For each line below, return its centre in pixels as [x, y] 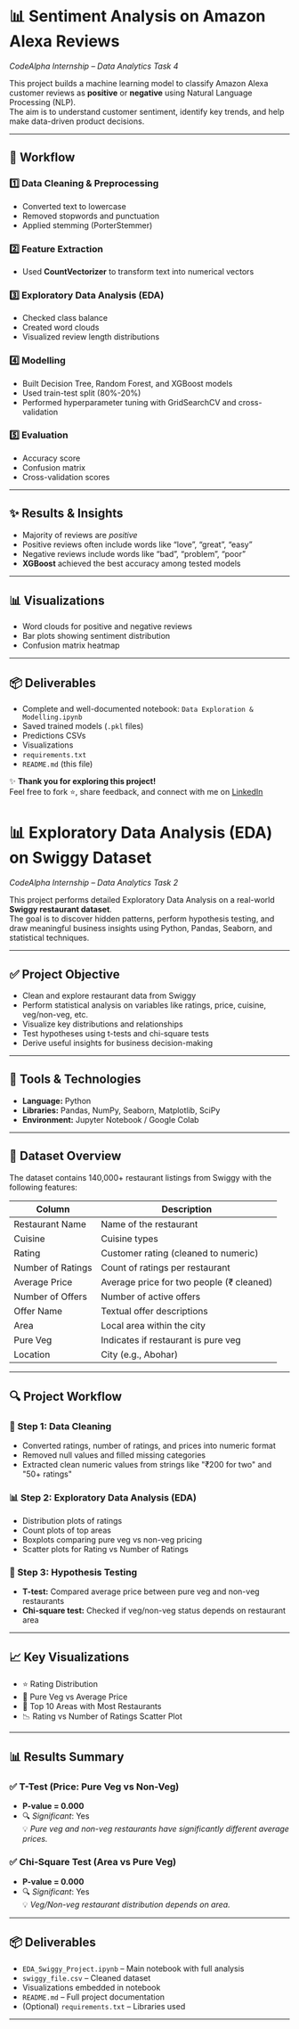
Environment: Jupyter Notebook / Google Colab [110, 1119]
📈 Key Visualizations [69, 1657]
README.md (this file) [57, 764]
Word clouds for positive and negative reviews [107, 626]
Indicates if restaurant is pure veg [171, 1339]
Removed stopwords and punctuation [91, 216]
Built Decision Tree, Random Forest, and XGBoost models [127, 383]
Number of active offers [151, 1297]
